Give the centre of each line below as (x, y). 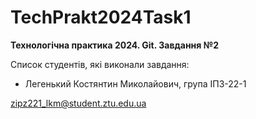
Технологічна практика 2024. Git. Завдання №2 (114, 45)
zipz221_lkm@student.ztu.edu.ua (78, 103)
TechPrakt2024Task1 (101, 17)
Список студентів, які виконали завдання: (100, 64)
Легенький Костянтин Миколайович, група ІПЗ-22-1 (135, 83)
